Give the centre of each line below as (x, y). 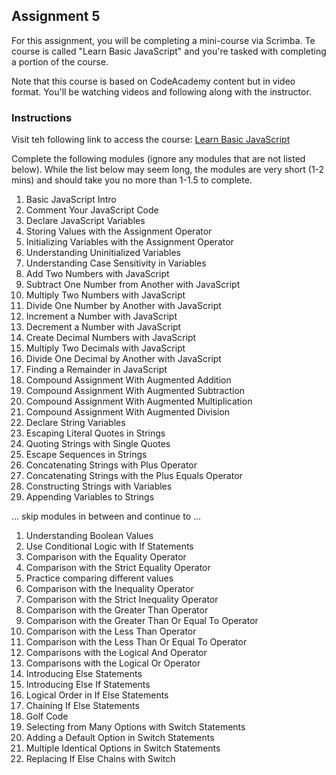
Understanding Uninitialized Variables (103, 253)
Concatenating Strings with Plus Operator (111, 465)
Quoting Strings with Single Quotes (98, 444)
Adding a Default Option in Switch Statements (120, 738)
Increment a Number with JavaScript (101, 316)
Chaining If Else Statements (82, 706)
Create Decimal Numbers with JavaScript (111, 338)
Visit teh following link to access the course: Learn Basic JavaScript (151, 140)
